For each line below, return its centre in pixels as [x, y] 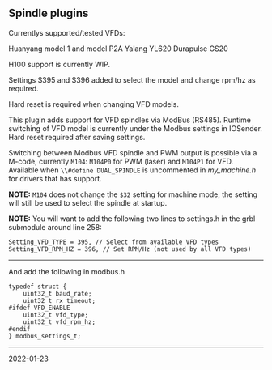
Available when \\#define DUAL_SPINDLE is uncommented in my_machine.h [132, 170]
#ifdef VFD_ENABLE [39, 308]
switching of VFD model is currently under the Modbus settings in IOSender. [136, 128]
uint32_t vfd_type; [56, 315]
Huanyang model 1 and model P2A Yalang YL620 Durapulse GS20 [118, 49]
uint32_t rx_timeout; [59, 300]
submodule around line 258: [55, 227]
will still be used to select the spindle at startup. [88, 202]
